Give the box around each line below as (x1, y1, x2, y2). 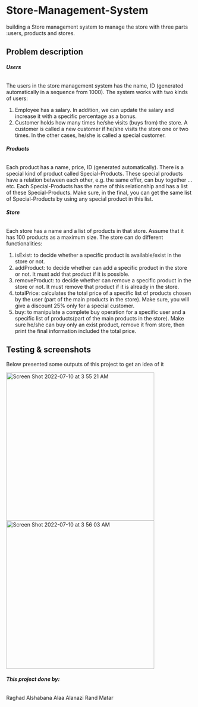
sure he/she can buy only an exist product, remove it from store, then (14, 321, 185, 328)
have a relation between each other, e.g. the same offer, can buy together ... (6, 176, 193, 183)
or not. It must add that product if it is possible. (14, 270, 130, 278)
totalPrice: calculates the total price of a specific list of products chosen (14, 289, 191, 297)
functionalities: (6, 239, 43, 247)
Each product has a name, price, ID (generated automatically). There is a (6, 163, 184, 170)
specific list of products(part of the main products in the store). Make (14, 314, 184, 322)
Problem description (6, 47, 83, 57)
